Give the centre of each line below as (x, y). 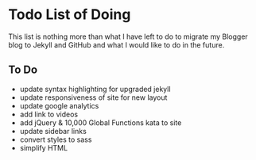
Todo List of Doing (70, 15)
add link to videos (48, 114)
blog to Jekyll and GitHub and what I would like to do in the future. (116, 44)
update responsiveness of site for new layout (93, 97)
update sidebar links (53, 131)
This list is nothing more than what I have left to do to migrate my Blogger (128, 36)
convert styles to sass (56, 139)
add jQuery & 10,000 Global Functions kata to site (101, 122)
